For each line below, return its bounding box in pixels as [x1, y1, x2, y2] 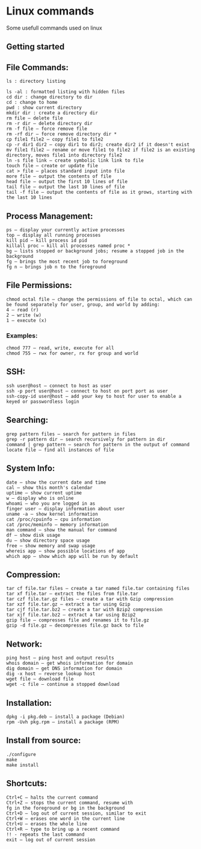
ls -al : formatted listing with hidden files [6, 89, 125, 95]
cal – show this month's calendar [6, 484, 93, 490]
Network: [6, 639, 43, 649]
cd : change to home [6, 100, 58, 106]
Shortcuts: [6, 778, 47, 789]
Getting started [6, 42, 65, 52]
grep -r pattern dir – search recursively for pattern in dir [6, 436, 165, 442]
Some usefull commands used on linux [6, 24, 102, 31]
